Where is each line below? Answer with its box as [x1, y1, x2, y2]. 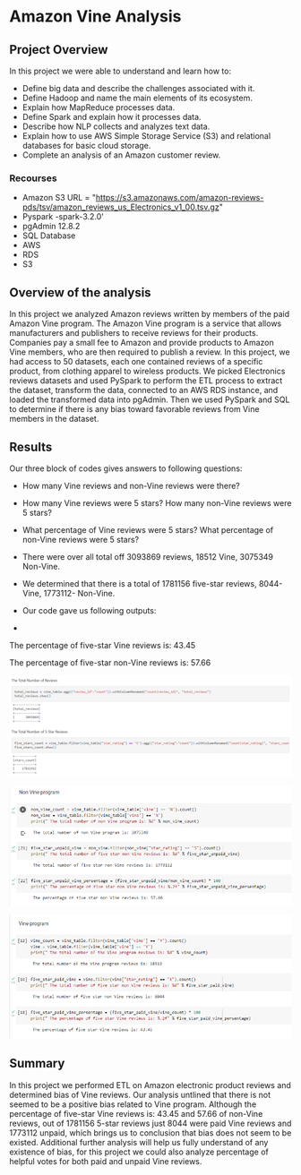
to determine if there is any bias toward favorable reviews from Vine [9, 404, 260, 415]
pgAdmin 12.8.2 [21, 221, 81, 232]
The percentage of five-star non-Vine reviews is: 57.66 [9, 656, 211, 668]
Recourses [9, 172, 57, 184]
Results [9, 439, 53, 454]
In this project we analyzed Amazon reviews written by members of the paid [9, 309, 290, 320]
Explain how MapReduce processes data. [21, 102, 176, 113]
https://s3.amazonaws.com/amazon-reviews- [95, 193, 264, 203]
